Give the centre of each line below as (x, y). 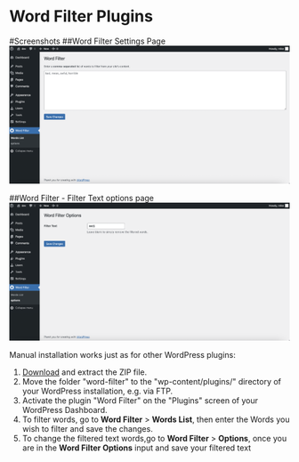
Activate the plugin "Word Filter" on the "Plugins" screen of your (140, 400)
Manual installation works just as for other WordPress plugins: (122, 354)
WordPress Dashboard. (65, 409)
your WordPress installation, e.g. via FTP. (97, 391)
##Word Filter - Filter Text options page (81, 198)
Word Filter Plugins (81, 16)
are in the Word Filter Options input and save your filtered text (137, 448)
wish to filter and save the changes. (87, 428)
